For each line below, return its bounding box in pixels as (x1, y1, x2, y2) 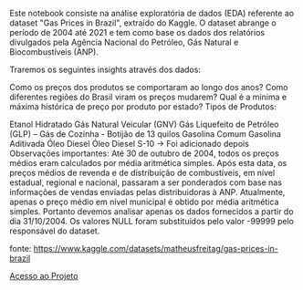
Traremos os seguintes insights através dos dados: (9, 64, 201, 75)
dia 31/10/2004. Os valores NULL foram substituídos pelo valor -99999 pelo (9, 216, 295, 226)
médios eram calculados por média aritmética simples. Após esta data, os (9, 158, 287, 168)
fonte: (9, 243, 32, 254)
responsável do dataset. (9, 225, 100, 236)
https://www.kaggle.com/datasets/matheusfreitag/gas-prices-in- (33, 243, 278, 254)
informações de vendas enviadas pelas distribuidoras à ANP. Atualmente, (9, 187, 286, 197)
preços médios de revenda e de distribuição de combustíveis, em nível (9, 168, 276, 178)
